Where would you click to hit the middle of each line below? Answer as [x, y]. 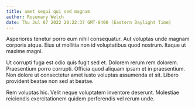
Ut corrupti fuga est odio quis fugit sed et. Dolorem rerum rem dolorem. [92, 62]
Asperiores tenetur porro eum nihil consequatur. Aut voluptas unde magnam [98, 39]
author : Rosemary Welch [35, 17]
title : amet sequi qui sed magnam [48, 11]
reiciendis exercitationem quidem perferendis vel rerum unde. [81, 99]
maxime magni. [24, 51]
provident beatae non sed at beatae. [50, 81]
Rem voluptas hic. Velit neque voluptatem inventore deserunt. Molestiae [93, 93]
